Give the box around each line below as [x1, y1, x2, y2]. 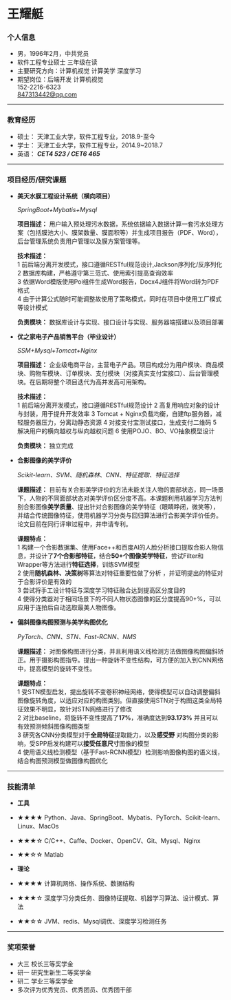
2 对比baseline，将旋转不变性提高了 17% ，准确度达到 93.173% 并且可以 [16, 713, 219, 722]
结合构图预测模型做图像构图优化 [16, 757, 108, 765]
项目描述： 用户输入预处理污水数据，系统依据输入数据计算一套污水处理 [16, 220, 218, 228]
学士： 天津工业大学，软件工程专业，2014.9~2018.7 [16, 140, 163, 149]
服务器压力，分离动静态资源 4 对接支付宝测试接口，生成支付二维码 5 [23, 418, 217, 427]
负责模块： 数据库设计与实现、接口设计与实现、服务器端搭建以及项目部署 [16, 318, 224, 326]
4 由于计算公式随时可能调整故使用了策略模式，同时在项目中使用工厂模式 [16, 295, 222, 303]
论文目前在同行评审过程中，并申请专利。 [16, 520, 132, 528]
